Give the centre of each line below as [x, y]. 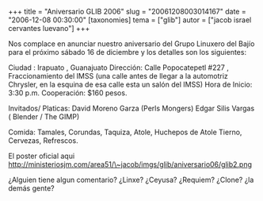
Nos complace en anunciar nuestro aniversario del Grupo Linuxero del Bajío [131, 44]
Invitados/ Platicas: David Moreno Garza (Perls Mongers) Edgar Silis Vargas [131, 108]
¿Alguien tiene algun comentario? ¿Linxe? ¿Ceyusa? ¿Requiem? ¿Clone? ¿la [131, 180]
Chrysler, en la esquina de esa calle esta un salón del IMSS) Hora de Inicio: [130, 84]
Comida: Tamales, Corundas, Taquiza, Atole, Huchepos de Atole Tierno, [125, 132]
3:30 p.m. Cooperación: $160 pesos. [68, 93]
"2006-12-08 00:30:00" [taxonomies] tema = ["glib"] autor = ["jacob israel [130, 20]
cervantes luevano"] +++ [49, 28]
